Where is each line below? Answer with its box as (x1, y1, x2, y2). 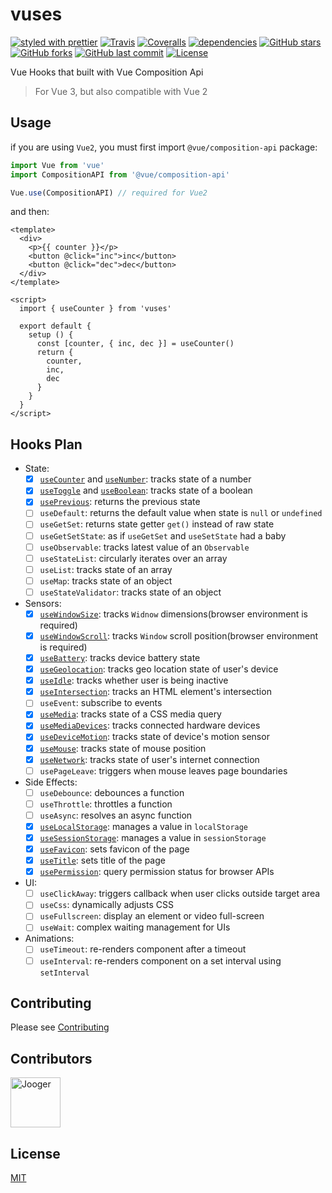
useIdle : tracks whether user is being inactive (39, 674, 229, 687)
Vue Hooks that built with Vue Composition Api (10, 66, 204, 78)
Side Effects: (24, 776, 78, 788)
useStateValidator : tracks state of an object (39, 586, 222, 598)
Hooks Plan (10, 436, 83, 453)
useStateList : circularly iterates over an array (39, 552, 228, 564)
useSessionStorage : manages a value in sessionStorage (39, 831, 267, 843)
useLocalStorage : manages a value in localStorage (39, 820, 249, 832)
